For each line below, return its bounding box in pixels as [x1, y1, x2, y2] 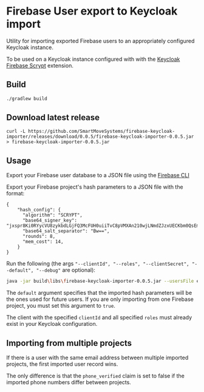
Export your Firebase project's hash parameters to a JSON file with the [6, 183, 183, 191]
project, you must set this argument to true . [6, 302, 115, 309]
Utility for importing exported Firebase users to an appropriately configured [6, 37, 195, 44]
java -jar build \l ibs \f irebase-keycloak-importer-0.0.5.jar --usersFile [6, 278, 194, 285]
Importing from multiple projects [6, 338, 132, 348]
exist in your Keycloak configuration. [6, 320, 98, 328]
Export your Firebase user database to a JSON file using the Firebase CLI [6, 172, 189, 179]
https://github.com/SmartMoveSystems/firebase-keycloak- [28, 129, 175, 135]
